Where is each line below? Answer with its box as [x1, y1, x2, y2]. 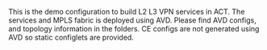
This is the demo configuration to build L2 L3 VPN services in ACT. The [8, 7, 245, 16]
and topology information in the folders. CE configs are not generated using [8, 24, 260, 33]
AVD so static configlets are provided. [8, 32, 135, 42]
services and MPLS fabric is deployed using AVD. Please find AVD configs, [8, 15, 257, 25]
